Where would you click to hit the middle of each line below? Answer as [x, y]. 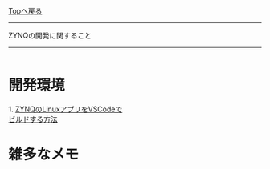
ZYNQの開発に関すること [50, 35]
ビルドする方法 [33, 119]
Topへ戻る [25, 11]
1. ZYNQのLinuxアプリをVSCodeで [65, 109]
